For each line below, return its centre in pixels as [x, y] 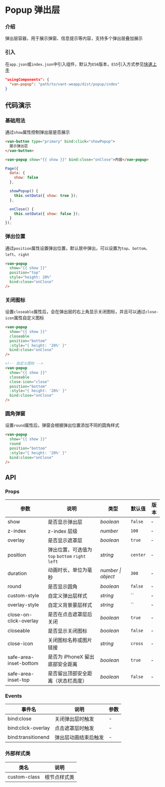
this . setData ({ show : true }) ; [46, 196]
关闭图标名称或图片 [70, 640]
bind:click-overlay [29, 728]
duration [17, 573]
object [107, 577]
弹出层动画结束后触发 [79, 738]
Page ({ [12, 168]
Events [14, 696]
